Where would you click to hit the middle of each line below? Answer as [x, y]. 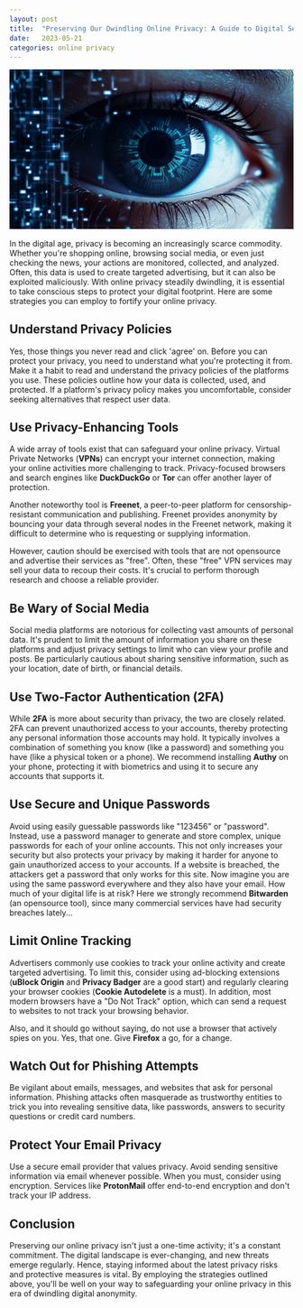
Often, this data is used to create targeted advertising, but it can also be [143, 272]
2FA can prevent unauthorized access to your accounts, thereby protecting [149, 728]
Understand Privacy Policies [91, 329]
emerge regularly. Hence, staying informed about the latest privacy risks [143, 1265]
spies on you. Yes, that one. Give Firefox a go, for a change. [121, 1037]
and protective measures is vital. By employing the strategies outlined [139, 1275]
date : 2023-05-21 [46, 38]
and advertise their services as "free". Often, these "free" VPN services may [151, 561]
